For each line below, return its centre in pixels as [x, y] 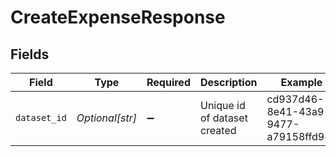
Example [301, 82]
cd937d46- [295, 99]
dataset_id [41, 117]
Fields [30, 54]
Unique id [222, 105]
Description [228, 82]
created [218, 130]
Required [168, 82]
